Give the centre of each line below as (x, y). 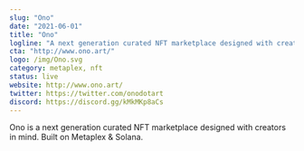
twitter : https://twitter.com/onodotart (87, 93)
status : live (34, 77)
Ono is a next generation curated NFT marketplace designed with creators (148, 127)
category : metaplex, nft (56, 69)
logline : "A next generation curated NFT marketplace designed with (141, 43)
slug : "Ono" (32, 18)
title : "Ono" (34, 34)
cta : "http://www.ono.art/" (62, 52)
